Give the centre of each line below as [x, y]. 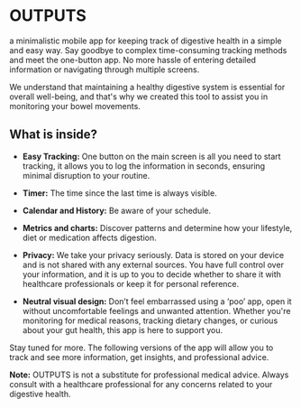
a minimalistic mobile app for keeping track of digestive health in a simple [146, 41]
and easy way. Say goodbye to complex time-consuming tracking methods [148, 50]
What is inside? [53, 135]
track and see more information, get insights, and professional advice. [139, 357]
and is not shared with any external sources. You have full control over [153, 264]
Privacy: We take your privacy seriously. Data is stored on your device [153, 255]
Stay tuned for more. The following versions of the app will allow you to [141, 348]
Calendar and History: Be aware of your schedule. [117, 210]
